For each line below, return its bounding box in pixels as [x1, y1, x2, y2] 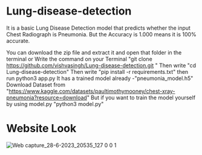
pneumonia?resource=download [6, 94, 88, 101]
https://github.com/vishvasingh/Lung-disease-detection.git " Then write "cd [6, 62, 197, 69]
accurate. [6, 37, 30, 44]
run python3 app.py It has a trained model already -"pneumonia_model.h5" [6, 74, 194, 82]
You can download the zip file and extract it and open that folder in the [6, 48, 182, 56]
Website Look [6, 122, 77, 136]
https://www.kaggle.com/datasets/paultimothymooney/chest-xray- [8, 87, 175, 94]
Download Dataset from [6, 81, 65, 88]
